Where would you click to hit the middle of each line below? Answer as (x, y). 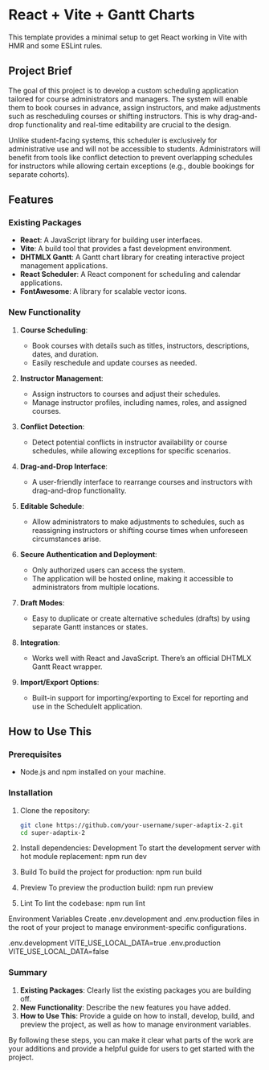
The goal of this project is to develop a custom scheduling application (124, 90)
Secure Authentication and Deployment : (89, 554)
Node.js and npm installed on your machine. (93, 772)
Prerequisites (35, 754)
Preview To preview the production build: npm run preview (117, 888)
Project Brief (40, 71)
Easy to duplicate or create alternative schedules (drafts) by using (141, 618)
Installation (31, 793)
